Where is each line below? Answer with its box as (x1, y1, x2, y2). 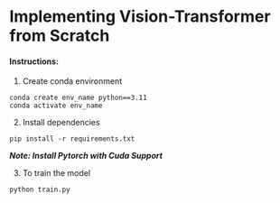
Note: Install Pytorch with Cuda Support (9, 151, 163, 161)
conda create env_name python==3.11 (9, 93, 147, 103)
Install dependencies (22, 117, 101, 128)
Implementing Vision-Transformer (9, 6, 271, 27)
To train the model (22, 168, 91, 179)
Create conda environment (22, 76, 123, 87)
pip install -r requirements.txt (9, 134, 135, 143)
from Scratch (9, 25, 110, 46)
